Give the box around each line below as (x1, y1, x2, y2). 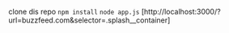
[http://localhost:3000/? (141, 7, 221, 16)
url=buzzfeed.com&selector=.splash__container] (8, 15, 171, 25)
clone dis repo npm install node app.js (8, 7, 140, 16)
